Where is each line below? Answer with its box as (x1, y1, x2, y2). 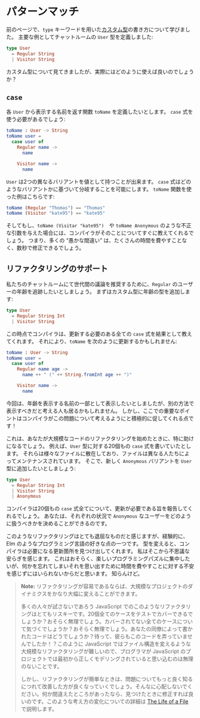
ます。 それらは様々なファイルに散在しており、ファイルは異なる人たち (6, 449, 180, 457)
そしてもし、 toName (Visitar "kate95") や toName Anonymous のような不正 (6, 222, 192, 229)
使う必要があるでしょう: (6, 115, 66, 123)
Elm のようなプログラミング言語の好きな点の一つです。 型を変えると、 (6, 540, 180, 547)
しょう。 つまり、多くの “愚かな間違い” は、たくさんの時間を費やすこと (6, 237, 182, 244)
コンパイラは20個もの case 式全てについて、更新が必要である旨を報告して (6, 505, 188, 512)
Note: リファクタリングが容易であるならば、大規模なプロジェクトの (20, 583, 188, 590)
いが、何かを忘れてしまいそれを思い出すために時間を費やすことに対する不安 (6, 562, 195, 570)
